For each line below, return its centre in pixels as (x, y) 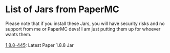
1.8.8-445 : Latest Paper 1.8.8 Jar (40, 45)
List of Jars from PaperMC (62, 9)
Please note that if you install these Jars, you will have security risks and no (85, 23)
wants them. (18, 34)
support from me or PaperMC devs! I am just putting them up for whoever (83, 29)
